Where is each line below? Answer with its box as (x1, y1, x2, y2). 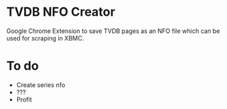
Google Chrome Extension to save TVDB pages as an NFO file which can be (6, 27, 220, 35)
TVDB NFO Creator (6, 4, 116, 20)
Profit (16, 95, 32, 104)
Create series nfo (16, 80, 66, 89)
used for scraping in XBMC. (6, 34, 85, 42)
